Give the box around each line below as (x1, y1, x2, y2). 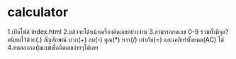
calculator (7, 4, 69, 20)
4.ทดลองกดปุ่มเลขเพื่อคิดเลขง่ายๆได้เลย (7, 43, 99, 51)
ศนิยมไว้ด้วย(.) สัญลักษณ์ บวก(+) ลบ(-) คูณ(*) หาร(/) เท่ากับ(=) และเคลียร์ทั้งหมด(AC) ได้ (7, 35, 225, 44)
